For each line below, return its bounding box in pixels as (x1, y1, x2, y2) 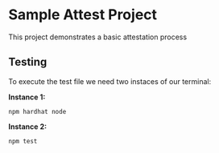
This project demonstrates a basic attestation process (8, 32, 188, 42)
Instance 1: (8, 92, 46, 102)
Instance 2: (8, 122, 47, 131)
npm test (8, 137, 38, 145)
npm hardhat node (8, 107, 67, 115)
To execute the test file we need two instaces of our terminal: (8, 76, 212, 86)
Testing (8, 55, 48, 69)
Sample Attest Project (8, 6, 158, 24)
